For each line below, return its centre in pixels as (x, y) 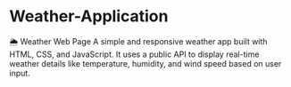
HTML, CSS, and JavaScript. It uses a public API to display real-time (134, 54)
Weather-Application (89, 16)
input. (20, 73)
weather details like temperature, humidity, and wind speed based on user (145, 63)
